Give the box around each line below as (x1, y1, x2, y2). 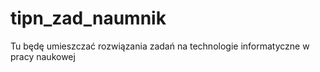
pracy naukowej (10, 50, 76, 62)
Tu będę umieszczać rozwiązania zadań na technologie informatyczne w (10, 40, 310, 52)
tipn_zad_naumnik (10, 7, 167, 30)
